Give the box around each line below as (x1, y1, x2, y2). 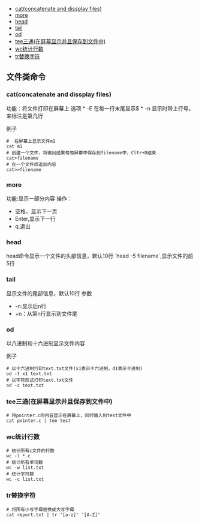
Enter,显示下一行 (14, 215, 56, 222)
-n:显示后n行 (14, 303, 47, 310)
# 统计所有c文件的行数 (6, 448, 55, 454)
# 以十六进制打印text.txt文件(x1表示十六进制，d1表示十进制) (6, 366, 143, 372)
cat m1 (6, 143, 23, 149)
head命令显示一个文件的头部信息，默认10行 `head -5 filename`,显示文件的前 (6, 252, 194, 260)
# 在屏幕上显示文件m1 (6, 138, 56, 144)
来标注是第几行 (6, 112, 43, 119)
